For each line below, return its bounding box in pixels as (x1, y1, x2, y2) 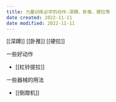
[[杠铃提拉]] (15, 63, 45, 70)
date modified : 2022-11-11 (6, 20, 75, 26)
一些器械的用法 (6, 76, 44, 84)
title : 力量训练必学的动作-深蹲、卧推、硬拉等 (6, 8, 111, 15)
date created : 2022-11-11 (6, 15, 72, 21)
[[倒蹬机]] (15, 89, 40, 97)
